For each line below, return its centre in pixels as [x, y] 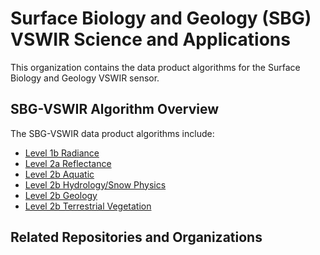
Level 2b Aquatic [59, 174]
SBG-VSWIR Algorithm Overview [115, 109]
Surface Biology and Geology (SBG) [161, 18]
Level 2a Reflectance [68, 163]
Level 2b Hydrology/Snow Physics [95, 184]
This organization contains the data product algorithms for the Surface [155, 67]
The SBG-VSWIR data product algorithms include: [112, 133]
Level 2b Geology [61, 195]
